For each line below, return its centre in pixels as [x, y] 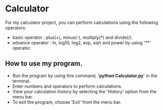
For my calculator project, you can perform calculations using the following [82, 22]
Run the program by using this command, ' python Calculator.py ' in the [85, 76]
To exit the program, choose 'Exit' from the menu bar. [67, 102]
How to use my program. [44, 63]
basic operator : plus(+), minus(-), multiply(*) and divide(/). [72, 37]
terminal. [21, 81]
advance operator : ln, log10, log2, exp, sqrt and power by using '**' [81, 42]
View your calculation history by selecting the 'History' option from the [84, 91]
